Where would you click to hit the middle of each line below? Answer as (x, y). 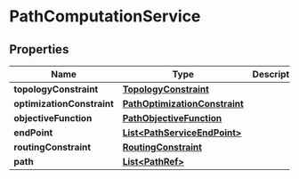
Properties (39, 49)
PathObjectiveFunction (172, 118)
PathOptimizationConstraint (183, 104)
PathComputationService (105, 16)
